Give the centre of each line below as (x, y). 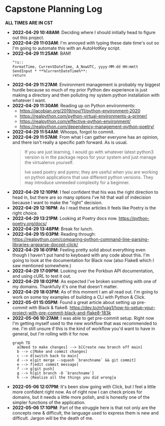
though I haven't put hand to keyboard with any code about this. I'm (81, 255)
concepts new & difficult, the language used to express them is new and (85, 413)
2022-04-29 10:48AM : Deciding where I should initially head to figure (84, 32)
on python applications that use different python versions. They (89, 177)
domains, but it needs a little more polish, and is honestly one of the (81, 397)
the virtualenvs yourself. (49, 162)
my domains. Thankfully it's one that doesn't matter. (65, 286)
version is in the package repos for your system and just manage (90, 157)
